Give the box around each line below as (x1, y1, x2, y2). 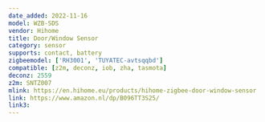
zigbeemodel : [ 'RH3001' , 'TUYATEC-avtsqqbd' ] (8, 57, 163, 65)
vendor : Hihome (8, 26, 59, 35)
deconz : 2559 (8, 71, 52, 79)
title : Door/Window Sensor (8, 34, 99, 43)
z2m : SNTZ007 (8, 79, 52, 87)
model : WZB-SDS (8, 19, 59, 27)
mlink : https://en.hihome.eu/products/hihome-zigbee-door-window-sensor (8, 86, 257, 95)
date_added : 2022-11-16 (8, 11, 88, 20)
